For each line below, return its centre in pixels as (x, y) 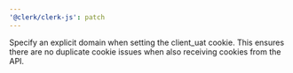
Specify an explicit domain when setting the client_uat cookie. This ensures (147, 42)
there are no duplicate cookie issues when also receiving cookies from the (145, 51)
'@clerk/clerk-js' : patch (57, 17)
